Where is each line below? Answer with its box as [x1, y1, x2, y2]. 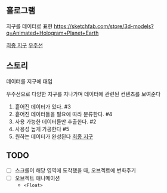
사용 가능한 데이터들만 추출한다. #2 [14, 118, 97, 125]
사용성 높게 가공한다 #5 [14, 125, 70, 132]
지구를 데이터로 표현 [6, 23, 52, 30]
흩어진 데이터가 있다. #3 [14, 103, 72, 110]
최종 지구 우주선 [6, 41, 44, 49]
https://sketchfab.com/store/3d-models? [53, 23, 154, 30]
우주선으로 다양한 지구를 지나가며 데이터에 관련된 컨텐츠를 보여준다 [6, 90, 161, 97]
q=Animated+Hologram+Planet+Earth [6, 29, 99, 36]
